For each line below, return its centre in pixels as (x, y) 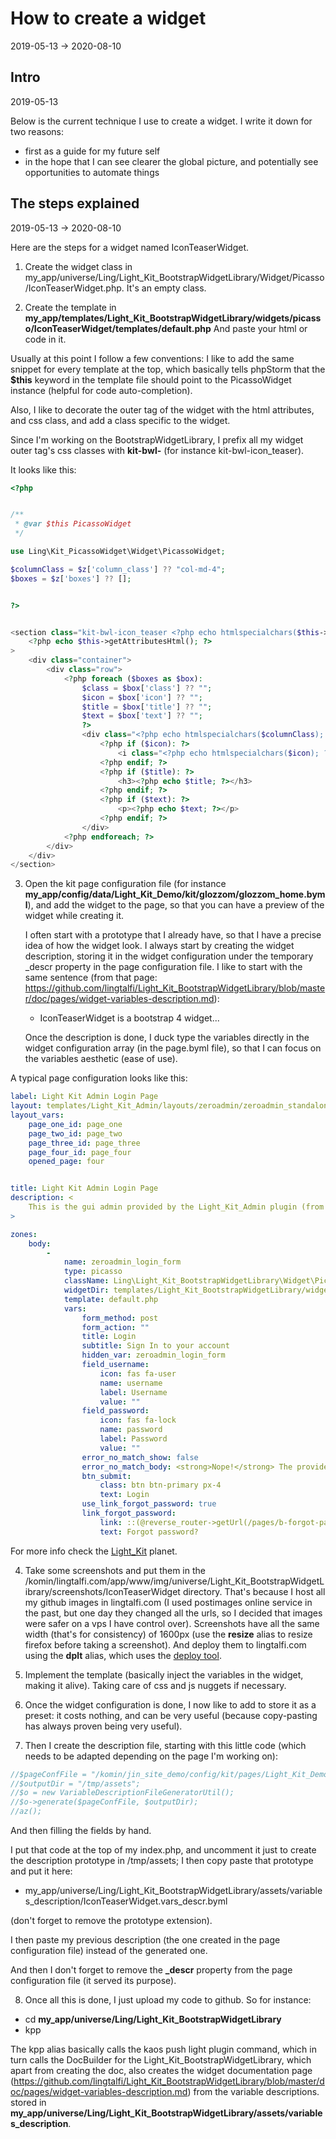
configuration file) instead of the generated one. (109, 1951)
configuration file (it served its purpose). (93, 1981)
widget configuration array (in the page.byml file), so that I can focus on (173, 1048)
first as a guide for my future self (92, 151)
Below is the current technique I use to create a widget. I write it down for (161, 121)
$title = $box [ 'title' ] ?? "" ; (147, 707)
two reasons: (37, 131)
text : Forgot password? (149, 1532)
